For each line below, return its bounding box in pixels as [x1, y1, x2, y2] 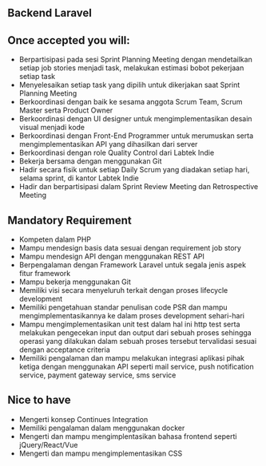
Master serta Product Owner [18, 105, 113, 115]
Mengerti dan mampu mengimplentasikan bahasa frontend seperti [18, 431, 237, 441]
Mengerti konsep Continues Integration [18, 414, 149, 424]
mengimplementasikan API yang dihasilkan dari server [18, 140, 198, 149]
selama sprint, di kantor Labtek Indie [18, 173, 139, 183]
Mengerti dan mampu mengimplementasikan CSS [18, 448, 183, 458]
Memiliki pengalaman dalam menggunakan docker [18, 423, 185, 432]
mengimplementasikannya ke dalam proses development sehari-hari [18, 311, 245, 321]
